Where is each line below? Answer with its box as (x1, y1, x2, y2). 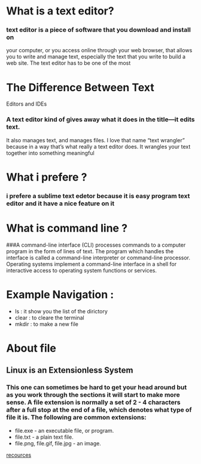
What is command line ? (6, 221, 127, 235)
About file (6, 341, 57, 355)
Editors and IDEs (6, 100, 47, 107)
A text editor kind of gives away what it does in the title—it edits (6, 115, 195, 124)
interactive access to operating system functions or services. (6, 267, 157, 274)
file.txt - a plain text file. (14, 433, 74, 441)
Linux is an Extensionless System (6, 365, 133, 376)
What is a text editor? (6, 4, 115, 18)
